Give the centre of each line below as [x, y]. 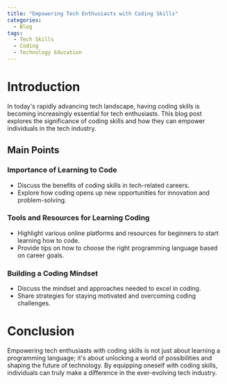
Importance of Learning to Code [62, 170]
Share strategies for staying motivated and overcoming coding [107, 296]
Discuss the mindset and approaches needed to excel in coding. [109, 289]
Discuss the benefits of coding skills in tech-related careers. [103, 185]
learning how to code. [49, 240]
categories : [24, 20]
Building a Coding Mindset [53, 273]
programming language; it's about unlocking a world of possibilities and [110, 358]
